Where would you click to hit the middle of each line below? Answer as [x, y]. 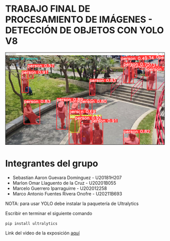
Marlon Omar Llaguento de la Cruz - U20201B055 [64, 183]
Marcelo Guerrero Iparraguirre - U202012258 [60, 188]
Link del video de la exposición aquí [42, 233]
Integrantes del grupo [52, 163]
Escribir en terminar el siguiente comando [49, 213]
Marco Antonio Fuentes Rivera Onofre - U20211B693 [67, 193]
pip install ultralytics [31, 223]
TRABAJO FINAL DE [48, 9]
